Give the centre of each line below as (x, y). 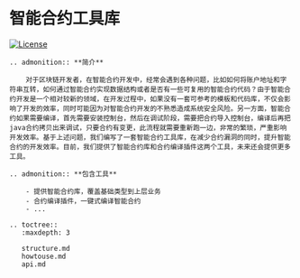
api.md (34, 264)
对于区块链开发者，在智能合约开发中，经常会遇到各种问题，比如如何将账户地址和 (153, 79)
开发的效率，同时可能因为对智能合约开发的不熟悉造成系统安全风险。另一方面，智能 (153, 108)
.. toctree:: (34, 225)
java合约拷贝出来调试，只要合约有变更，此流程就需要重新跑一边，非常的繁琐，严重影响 (148, 127)
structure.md (45, 248)
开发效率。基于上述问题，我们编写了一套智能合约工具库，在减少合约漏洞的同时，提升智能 (150, 137)
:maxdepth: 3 (45, 232)
